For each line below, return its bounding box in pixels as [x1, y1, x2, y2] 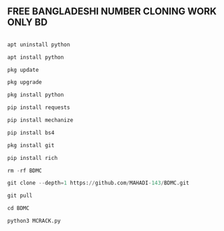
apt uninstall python [7, 41, 71, 48]
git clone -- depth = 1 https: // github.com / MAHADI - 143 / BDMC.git [7, 179, 190, 187]
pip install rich [7, 154, 58, 161]
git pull [7, 192, 33, 200]
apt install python [7, 54, 64, 61]
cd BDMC [7, 205, 30, 212]
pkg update [7, 66, 39, 73]
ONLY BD [7, 17, 48, 29]
